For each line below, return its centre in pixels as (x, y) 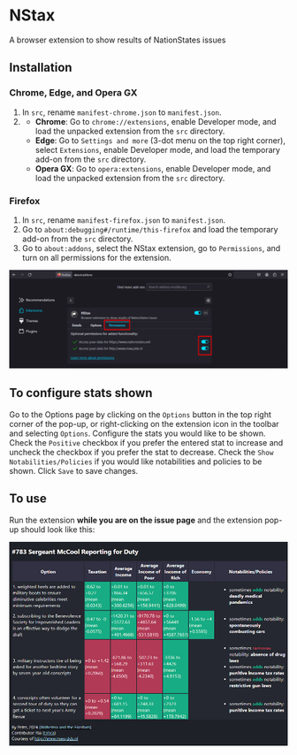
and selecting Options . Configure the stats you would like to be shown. (137, 433)
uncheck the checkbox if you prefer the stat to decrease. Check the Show (141, 452)
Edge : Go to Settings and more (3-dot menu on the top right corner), (160, 140)
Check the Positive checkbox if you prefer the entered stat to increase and (146, 442)
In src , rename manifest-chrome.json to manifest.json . (122, 112)
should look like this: (58, 529)
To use (28, 499)
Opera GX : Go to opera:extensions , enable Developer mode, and (153, 168)
